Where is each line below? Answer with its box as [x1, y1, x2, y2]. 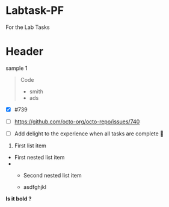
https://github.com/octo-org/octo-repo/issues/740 [14, 118, 140, 125]
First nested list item [14, 154, 65, 161]
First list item [14, 142, 46, 149]
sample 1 [5, 64, 28, 72]
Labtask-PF [5, 4, 64, 17]
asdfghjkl [23, 184, 46, 191]
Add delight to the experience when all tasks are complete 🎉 [14, 130, 164, 137]
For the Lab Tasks [5, 23, 50, 31]
